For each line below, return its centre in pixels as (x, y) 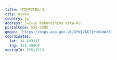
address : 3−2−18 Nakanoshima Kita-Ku (43, 23)
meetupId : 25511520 (25, 50)
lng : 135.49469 (25, 45)
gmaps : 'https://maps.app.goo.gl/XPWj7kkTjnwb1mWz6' (59, 32)
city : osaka (17, 14)
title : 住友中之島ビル (25, 9)
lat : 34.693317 (25, 41)
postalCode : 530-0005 (27, 28)
